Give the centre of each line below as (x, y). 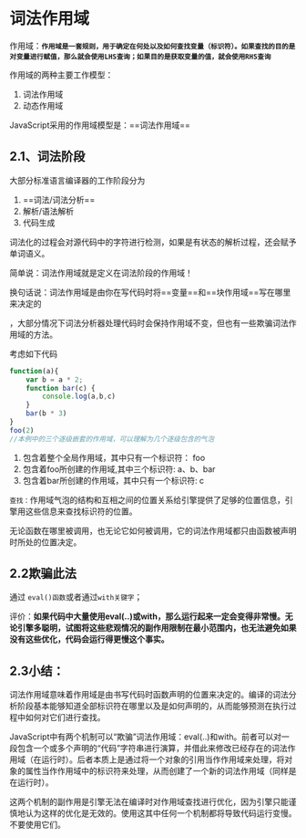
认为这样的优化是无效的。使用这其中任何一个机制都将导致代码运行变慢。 (161, 813)
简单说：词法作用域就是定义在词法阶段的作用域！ (101, 272)
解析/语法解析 (48, 211)
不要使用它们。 (37, 825)
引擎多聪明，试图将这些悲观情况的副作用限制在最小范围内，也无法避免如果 (157, 628)
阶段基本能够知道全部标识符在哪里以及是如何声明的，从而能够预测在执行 (153, 706)
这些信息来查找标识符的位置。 (81, 511)
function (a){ (34, 371)
